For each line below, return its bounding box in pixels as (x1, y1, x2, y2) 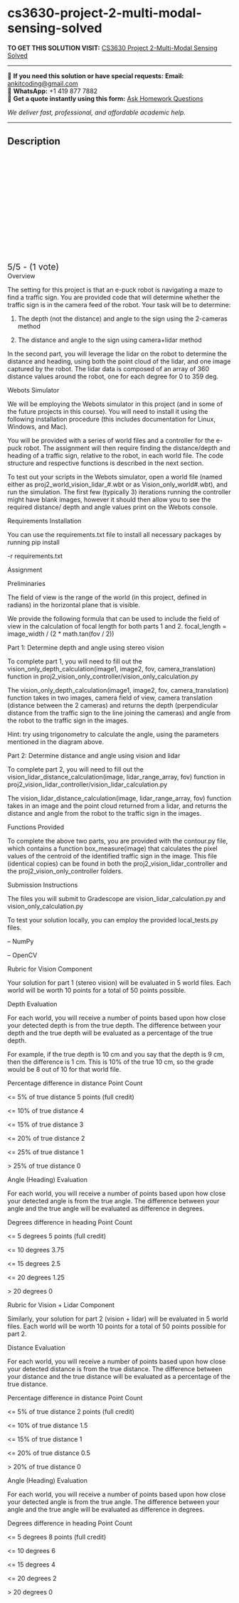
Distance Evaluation (7, 1343, 66, 1352)
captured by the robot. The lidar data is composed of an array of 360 (7, 364, 210, 373)
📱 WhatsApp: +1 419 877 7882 (7, 87, 98, 95)
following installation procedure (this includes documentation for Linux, (7, 415, 216, 423)
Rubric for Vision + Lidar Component (7, 1300, 115, 1309)
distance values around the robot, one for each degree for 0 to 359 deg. (7, 372, 219, 380)
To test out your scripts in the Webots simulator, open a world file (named (7, 472, 223, 481)
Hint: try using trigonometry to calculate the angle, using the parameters (7, 730, 219, 738)
